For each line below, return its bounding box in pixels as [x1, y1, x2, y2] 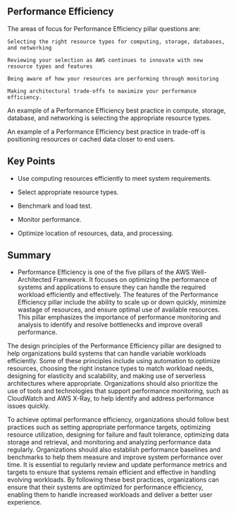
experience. [7, 498, 42, 507]
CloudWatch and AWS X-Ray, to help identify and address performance [7, 394, 215, 403]
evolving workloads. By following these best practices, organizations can [7, 476, 220, 484]
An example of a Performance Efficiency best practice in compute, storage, [7, 106, 226, 114]
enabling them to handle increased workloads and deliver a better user [7, 490, 213, 499]
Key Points [7, 155, 56, 167]
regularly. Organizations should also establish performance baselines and [7, 445, 221, 454]
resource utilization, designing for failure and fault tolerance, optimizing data [7, 430, 229, 439]
